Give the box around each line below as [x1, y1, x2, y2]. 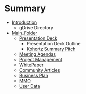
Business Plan [19, 72, 48, 78]
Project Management [19, 56, 63, 62]
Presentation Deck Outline [26, 40, 81, 46]
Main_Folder [11, 30, 38, 36]
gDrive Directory [19, 24, 53, 30]
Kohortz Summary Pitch [26, 46, 76, 52]
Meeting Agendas [19, 51, 56, 57]
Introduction [11, 19, 37, 25]
